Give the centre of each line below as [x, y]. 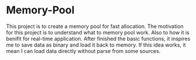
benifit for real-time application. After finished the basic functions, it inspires [98, 38]
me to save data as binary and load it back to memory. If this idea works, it [96, 45]
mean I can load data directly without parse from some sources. [83, 51]
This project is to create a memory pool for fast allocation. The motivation [95, 26]
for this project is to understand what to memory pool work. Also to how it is [98, 32]
